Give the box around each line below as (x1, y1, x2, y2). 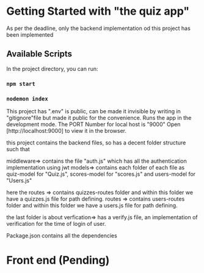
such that (6, 145, 31, 152)
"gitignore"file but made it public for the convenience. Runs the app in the (6, 114, 192, 121)
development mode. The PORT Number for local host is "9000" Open (6, 121, 181, 128)
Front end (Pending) (6, 253, 110, 267)
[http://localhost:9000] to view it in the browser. (6, 127, 127, 134)
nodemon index (6, 95, 48, 102)
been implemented (6, 31, 54, 38)
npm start (6, 80, 35, 87)
